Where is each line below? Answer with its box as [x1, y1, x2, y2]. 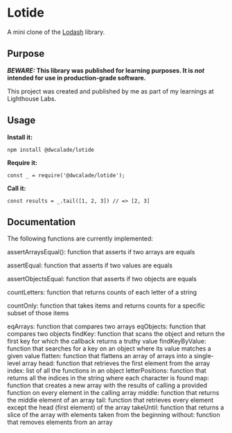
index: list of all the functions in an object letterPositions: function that [7, 366, 206, 375]
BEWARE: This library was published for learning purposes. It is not [7, 66, 205, 74]
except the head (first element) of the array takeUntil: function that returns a [7, 403, 224, 412]
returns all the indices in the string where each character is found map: [7, 374, 210, 382]
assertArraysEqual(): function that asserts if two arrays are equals [7, 248, 195, 256]
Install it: [7, 133, 33, 141]
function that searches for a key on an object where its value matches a [7, 344, 211, 353]
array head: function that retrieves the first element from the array [21, 359, 211, 368]
